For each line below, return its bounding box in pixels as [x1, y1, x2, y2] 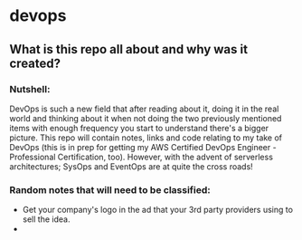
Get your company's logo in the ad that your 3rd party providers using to [22, 205, 294, 216]
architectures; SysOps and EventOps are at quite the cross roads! [9, 160, 253, 172]
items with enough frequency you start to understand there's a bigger [9, 122, 269, 133]
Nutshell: [9, 82, 51, 95]
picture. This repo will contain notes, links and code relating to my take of [9, 132, 283, 143]
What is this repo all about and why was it [9, 42, 249, 57]
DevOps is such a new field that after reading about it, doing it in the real [9, 103, 279, 114]
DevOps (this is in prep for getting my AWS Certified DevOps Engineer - [9, 141, 278, 152]
